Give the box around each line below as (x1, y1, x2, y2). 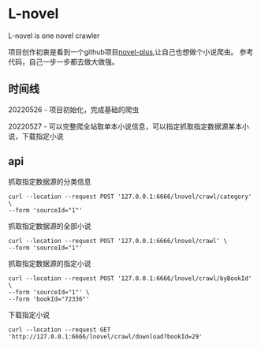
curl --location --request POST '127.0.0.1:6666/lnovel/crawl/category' (8, 193, 252, 200)
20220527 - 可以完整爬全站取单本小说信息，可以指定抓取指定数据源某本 (8, 122, 243, 131)
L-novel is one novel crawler (8, 31, 100, 40)
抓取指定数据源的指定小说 (8, 258, 91, 268)
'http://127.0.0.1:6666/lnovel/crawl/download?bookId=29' (8, 332, 203, 340)
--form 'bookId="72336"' (8, 295, 90, 303)
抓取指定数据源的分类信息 (8, 177, 91, 186)
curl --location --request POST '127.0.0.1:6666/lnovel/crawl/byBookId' (8, 274, 252, 283)
